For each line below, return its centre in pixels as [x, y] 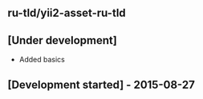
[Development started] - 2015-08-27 [101, 84]
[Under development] [62, 40]
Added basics [42, 60]
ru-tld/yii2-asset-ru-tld [67, 13]
